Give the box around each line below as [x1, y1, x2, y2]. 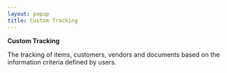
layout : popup [7, 10, 50, 18]
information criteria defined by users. [7, 57, 116, 66]
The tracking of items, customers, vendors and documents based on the [7, 50, 220, 59]
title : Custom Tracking [7, 17, 79, 24]
